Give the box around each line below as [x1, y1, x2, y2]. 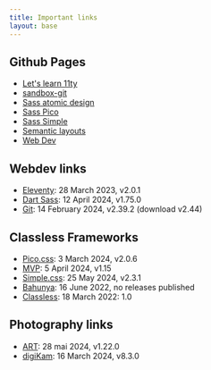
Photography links [9, 317, 114, 332]
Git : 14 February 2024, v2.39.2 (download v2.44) [21, 204, 203, 214]
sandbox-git [21, 88, 67, 98]
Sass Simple [21, 116, 69, 127]
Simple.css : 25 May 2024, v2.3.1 [21, 272, 141, 282]
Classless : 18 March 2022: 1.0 [21, 291, 132, 302]
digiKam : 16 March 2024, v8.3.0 [21, 350, 140, 361]
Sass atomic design [21, 97, 96, 108]
